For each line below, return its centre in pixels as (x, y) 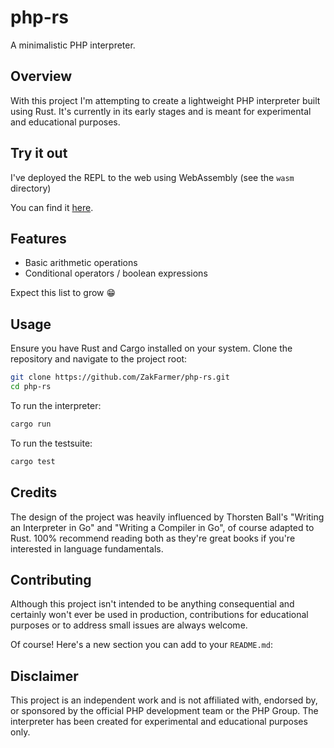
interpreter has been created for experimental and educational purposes (159, 722)
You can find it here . (52, 207)
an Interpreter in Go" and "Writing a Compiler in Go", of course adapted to (162, 527)
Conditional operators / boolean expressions (116, 273)
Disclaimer (44, 676)
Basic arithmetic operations (81, 263)
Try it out (39, 153)
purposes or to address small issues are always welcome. (129, 625)
